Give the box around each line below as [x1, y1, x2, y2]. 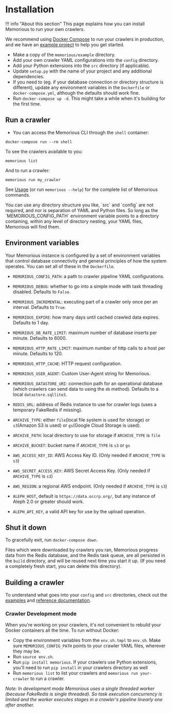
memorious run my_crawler [5, 177, 61, 182]
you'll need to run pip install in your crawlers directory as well [12, 665, 148, 671]
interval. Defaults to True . [12, 304, 66, 310]
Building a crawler [5, 578, 65, 587]
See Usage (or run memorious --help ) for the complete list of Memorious [5, 186, 158, 193]
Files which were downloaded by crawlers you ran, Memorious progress [5, 547, 158, 553]
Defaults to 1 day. [12, 319, 50, 325]
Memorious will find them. [5, 223, 61, 230]
